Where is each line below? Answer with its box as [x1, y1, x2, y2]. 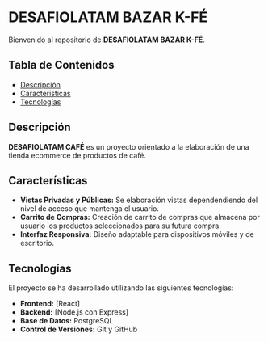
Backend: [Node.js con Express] [19, 307, 129, 317]
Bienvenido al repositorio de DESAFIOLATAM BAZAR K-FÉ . [8, 35, 206, 44]
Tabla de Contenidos [8, 58, 115, 72]
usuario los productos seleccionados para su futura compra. [19, 221, 222, 230]
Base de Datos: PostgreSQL [19, 316, 114, 326]
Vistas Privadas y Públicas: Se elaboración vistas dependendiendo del [19, 195, 258, 205]
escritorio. [19, 239, 55, 248]
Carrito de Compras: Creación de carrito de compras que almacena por [19, 213, 260, 222]
